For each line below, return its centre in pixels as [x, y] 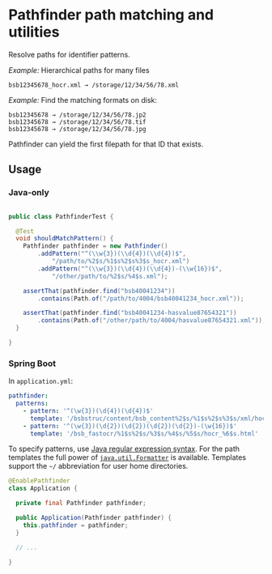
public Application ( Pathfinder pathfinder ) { [94, 518]
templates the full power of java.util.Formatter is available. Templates [127, 457]
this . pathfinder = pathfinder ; [76, 525]
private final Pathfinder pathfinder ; [81, 504]
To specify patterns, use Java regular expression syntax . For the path [124, 449]
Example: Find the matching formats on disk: [83, 100]
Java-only [29, 193]
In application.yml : [41, 381]
